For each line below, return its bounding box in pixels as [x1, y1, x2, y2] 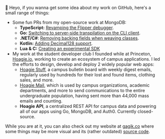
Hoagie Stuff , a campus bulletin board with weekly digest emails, [19, 67, 152, 72]
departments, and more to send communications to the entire [19, 88, 145, 93]
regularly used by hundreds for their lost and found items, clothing [19, 72, 155, 77]
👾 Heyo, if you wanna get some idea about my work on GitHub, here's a [5, 5, 151, 10]
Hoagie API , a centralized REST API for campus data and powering [19, 104, 157, 109]
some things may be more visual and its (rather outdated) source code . [5, 129, 150, 134]
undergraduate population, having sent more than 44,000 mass [19, 93, 150, 99]
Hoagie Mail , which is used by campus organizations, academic [19, 82, 150, 88]
